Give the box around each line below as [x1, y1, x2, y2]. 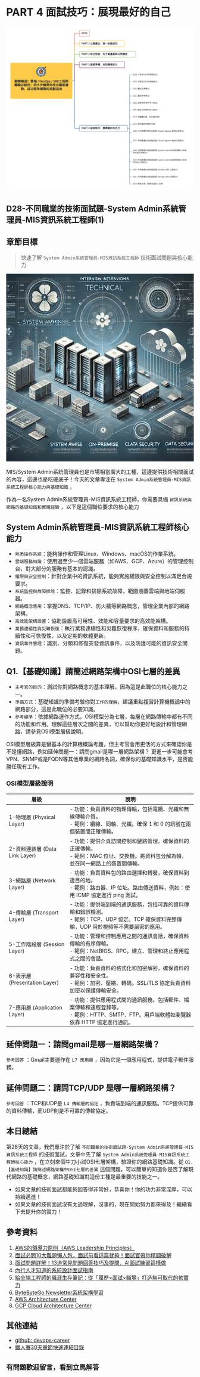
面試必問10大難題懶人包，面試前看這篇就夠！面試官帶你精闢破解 [14, 1251, 172, 1258]
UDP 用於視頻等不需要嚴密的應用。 [80, 923, 165, 931]
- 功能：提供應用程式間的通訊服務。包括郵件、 [69, 996, 185, 1003]
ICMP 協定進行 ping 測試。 [76, 891, 141, 898]
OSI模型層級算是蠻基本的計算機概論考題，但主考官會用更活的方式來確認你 [6, 740, 187, 748]
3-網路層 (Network [8, 877, 56, 884]
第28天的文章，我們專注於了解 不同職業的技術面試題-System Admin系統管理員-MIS [6, 1143, 194, 1150]
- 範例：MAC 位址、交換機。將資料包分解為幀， [69, 852, 187, 859]
